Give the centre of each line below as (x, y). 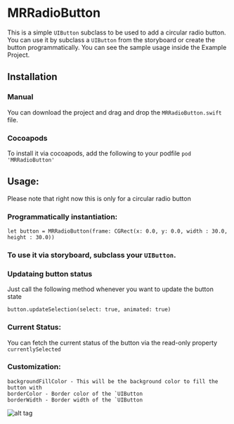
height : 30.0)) (31, 238)
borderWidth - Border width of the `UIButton (75, 400)
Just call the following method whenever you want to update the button (111, 289)
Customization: (34, 367)
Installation (32, 77)
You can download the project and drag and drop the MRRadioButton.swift (115, 112)
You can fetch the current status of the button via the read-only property (112, 342)
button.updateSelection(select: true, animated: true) (89, 310)
